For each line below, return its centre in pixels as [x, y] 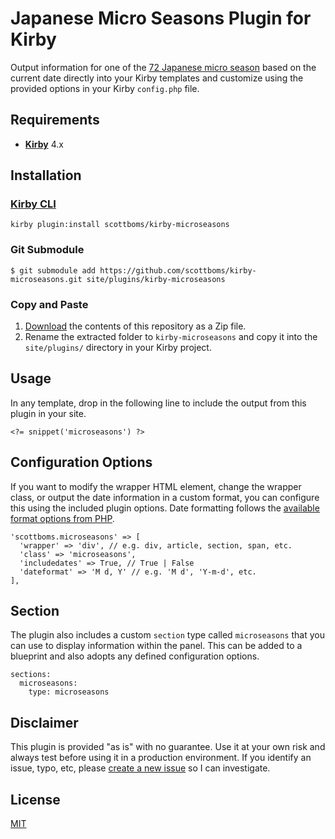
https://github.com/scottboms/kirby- [178, 270]
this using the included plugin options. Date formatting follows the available [165, 508]
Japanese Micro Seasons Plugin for [161, 18]
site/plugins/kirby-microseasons [156, 279]
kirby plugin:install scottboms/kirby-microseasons [120, 225]
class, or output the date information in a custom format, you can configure [165, 497]
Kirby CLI [33, 204]
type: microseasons [69, 692]
